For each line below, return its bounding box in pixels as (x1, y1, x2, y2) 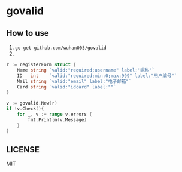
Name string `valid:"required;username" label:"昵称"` (17, 67, 155, 73)
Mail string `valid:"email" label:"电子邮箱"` (17, 78, 132, 84)
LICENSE (6, 145, 40, 155)
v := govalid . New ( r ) (6, 100, 58, 106)
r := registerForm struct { (6, 62, 77, 67)
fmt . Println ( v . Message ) (28, 116, 87, 123)
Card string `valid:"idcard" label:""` (17, 84, 117, 90)
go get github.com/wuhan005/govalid (14, 45, 107, 51)
